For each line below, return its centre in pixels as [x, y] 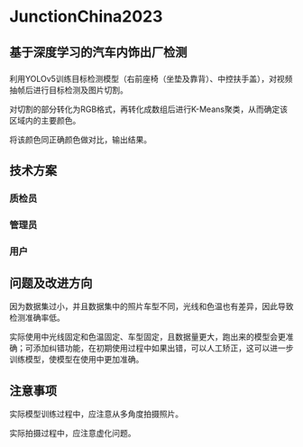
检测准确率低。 [37, 318]
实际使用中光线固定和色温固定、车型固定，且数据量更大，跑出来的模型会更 [147, 337]
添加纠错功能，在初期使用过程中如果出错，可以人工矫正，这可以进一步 [163, 348]
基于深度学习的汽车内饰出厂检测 [98, 52]
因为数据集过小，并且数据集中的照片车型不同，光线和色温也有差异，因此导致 [151, 306]
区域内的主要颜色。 [45, 120]
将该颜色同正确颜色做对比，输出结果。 [80, 139]
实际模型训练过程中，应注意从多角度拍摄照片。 [96, 414]
